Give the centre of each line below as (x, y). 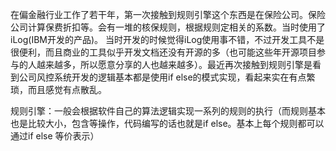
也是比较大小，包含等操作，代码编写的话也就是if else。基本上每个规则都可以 (167, 123)
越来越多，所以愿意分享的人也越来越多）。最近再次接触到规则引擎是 (174, 64)
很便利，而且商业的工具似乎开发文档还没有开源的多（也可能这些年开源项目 (163, 52)
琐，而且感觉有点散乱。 (58, 89)
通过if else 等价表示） (55, 136)
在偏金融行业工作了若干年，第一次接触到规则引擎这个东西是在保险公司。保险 (168, 14)
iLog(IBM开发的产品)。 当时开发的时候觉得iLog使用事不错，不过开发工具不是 (167, 39)
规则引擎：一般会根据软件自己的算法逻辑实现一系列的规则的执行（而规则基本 (168, 111)
